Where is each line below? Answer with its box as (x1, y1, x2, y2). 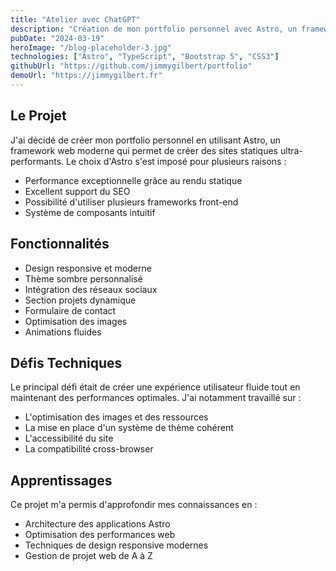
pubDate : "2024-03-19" (10, 33, 105, 43)
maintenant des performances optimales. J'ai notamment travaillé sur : (10, 392, 302, 404)
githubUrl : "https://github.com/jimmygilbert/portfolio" (10, 61, 253, 71)
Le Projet (10, 107, 67, 125)
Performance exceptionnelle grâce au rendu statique (24, 174, 243, 186)
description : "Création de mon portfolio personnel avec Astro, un (10, 24, 298, 34)
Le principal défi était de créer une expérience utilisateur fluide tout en (10, 381, 301, 393)
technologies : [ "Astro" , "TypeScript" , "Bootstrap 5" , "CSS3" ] (10, 52, 280, 62)
